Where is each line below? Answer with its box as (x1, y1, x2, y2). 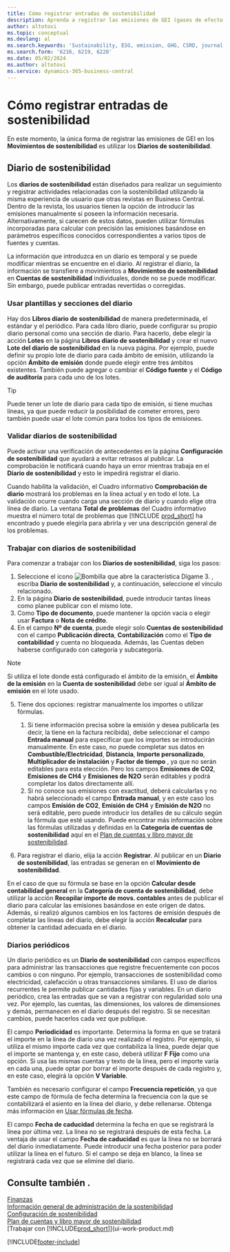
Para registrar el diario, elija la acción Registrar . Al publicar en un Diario (17, 851, 222, 859)
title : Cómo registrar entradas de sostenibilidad (7, 10, 156, 17)
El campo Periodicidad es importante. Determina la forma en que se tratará (7, 1027, 221, 1036)
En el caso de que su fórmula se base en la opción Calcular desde (7, 879, 196, 888)
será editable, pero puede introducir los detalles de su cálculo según (27, 808, 222, 817)
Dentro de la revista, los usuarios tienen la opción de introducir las (7, 202, 195, 211)
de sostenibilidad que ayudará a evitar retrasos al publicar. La (7, 454, 184, 462)
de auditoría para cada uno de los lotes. (7, 373, 121, 381)
